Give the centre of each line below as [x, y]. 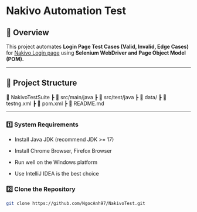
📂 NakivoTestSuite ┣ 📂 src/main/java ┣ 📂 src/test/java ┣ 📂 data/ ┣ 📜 [86, 97]
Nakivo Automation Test [66, 11]
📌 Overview [28, 33]
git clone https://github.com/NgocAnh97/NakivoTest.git [76, 204]
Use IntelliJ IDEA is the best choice [57, 174]
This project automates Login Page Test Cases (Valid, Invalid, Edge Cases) [97, 46]
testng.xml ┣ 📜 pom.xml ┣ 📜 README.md [55, 103]
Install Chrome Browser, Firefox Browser [63, 151]
